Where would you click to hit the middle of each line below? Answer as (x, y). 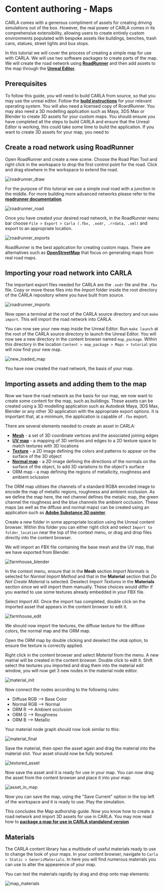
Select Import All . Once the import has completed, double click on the (75, 602)
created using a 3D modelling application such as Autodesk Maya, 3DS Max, (82, 406)
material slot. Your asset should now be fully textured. (59, 754)
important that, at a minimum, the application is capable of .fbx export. (77, 416)
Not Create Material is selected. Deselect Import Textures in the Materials (80, 582)
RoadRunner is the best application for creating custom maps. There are (78, 247)
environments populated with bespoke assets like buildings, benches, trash (81, 38)
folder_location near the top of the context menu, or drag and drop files (78, 532)
